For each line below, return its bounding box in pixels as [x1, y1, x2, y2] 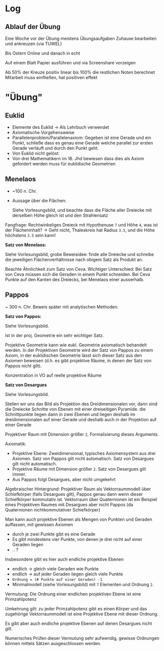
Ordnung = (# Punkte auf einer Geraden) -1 [12, 577, 103, 582]
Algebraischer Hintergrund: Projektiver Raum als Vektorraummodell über [5, 486, 151, 492]
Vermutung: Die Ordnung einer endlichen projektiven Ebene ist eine [5, 591, 141, 597]
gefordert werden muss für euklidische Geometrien [12, 161, 116, 167]
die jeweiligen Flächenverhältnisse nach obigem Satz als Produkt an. [5, 256, 143, 262]
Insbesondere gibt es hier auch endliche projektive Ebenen [5, 556, 124, 562]
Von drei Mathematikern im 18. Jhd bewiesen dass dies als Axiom [12, 156, 144, 161]
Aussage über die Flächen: [12, 198, 67, 203]
